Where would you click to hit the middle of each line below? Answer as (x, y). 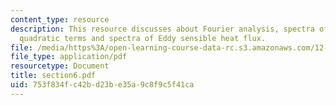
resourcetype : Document (60, 66)
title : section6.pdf (53, 76)
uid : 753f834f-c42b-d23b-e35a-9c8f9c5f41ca (102, 85)
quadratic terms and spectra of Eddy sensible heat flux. (143, 38)
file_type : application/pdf (69, 57)
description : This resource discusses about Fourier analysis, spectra (162, 29)
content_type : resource (60, 19)
